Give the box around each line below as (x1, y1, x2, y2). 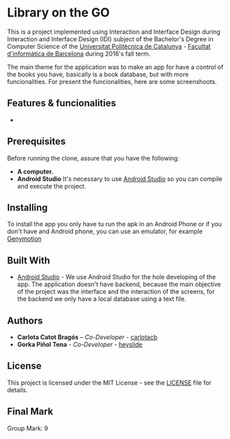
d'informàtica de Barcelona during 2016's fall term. (7, 50, 151, 58)
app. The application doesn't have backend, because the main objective (16, 280, 222, 288)
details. (7, 385, 28, 394)
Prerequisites (7, 136, 66, 147)
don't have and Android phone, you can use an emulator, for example (7, 227, 203, 235)
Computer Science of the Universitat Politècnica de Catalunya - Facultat (7, 42, 211, 50)
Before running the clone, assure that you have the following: (7, 153, 180, 162)
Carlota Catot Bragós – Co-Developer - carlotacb (16, 333, 158, 341)
